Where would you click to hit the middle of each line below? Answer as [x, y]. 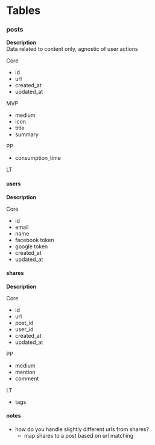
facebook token [34, 240]
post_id [24, 323]
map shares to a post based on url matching [79, 436]
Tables [24, 11]
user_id [24, 329]
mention [25, 372]
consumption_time [38, 158]
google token [31, 246]
